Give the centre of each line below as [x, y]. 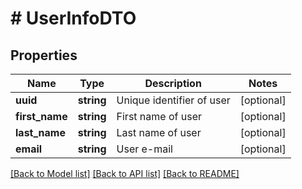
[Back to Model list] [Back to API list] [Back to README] [125, 173]
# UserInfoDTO [73, 18]
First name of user [159, 116]
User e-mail [144, 149]
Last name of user [159, 132]
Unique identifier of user [173, 100]
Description [173, 83]
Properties [44, 55]
